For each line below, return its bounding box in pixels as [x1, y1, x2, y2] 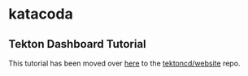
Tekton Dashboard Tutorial [8, 37, 146, 51]
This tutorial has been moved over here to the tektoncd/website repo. [8, 58, 241, 68]
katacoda [8, 5, 73, 23]
